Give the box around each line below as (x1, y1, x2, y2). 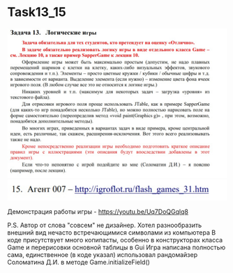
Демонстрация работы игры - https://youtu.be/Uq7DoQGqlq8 (7, 208, 188, 216)
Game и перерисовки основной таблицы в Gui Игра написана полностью (7, 243, 225, 251)
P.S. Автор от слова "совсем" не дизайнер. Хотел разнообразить (7, 221, 202, 230)
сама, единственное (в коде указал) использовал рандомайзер (7, 251, 197, 259)
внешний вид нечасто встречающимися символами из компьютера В (7, 228, 216, 237)
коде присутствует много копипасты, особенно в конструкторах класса (7, 236, 223, 244)
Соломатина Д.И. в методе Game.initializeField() (7, 258, 150, 267)
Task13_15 (7, 4, 66, 20)
